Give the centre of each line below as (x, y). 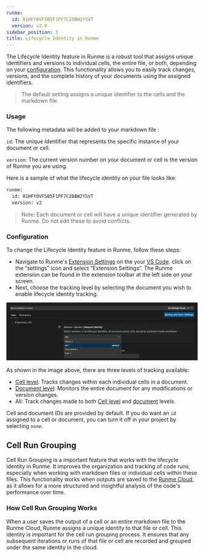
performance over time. (36, 492)
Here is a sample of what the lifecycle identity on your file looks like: (91, 178)
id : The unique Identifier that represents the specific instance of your (93, 142)
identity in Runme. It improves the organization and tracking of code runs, (98, 466)
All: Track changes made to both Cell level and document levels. (95, 401)
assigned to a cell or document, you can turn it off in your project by (91, 419)
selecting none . (25, 426)
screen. (25, 281)
